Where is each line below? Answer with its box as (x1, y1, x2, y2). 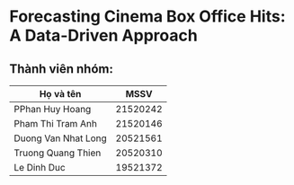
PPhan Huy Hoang (13, 103, 92, 115)
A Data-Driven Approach (9, 25, 198, 46)
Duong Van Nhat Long (13, 132, 108, 145)
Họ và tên (39, 88, 82, 100)
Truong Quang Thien (13, 146, 102, 159)
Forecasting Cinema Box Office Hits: (9, 6, 286, 27)
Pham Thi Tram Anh (13, 118, 97, 129)
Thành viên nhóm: (9, 61, 114, 76)
